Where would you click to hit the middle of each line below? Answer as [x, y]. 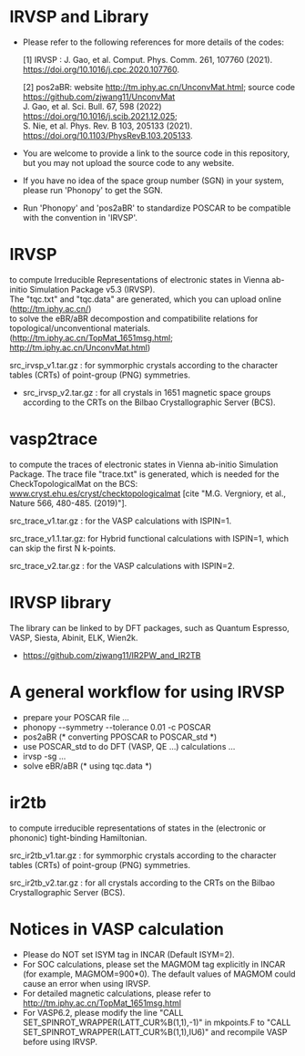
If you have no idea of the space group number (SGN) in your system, [153, 181]
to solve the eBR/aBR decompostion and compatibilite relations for [134, 318]
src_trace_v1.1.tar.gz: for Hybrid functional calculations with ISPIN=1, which [149, 538]
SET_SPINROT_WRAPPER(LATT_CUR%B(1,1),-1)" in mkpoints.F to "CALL [157, 1022]
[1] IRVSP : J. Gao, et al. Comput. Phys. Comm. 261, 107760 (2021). [147, 59]
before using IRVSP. [60, 1041]
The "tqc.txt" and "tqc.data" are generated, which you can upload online [146, 299]
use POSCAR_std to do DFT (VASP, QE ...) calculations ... [129, 746]
